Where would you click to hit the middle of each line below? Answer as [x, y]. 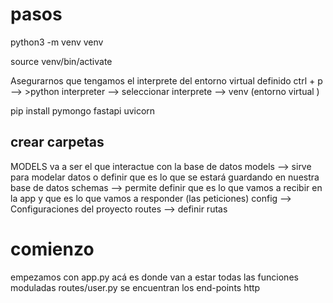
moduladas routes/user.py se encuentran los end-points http [135, 287]
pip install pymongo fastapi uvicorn [83, 110]
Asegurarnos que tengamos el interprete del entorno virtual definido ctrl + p [166, 80]
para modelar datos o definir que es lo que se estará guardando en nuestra [165, 177]
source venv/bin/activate [61, 61]
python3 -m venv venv [57, 42]
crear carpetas [57, 142]
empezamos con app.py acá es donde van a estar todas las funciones [154, 277]
